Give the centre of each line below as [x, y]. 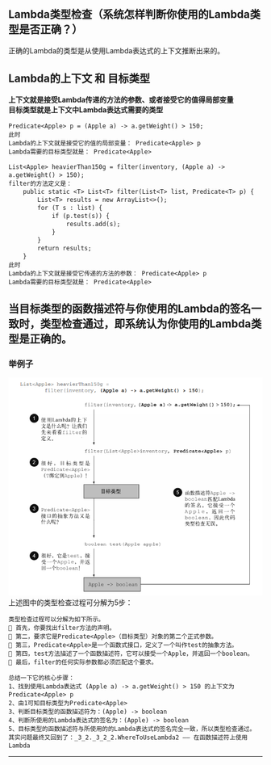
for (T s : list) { [70, 208]
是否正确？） [51, 29]
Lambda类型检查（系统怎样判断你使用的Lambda [129, 15]
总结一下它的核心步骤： [42, 678]
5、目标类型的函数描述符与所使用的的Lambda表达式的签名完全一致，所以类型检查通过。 [132, 729]
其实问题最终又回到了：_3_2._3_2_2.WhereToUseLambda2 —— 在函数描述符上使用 [128, 738]
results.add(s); [93, 224]
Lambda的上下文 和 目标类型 [79, 79]
